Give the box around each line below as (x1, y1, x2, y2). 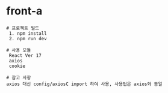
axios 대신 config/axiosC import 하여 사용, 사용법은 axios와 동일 (6, 81, 163, 87)
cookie (8, 63, 26, 69)
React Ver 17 (8, 52, 42, 58)
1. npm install (8, 30, 47, 37)
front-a (6, 4, 43, 18)
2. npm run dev (8, 35, 47, 41)
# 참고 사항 (6, 74, 31, 80)
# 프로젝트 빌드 (6, 25, 40, 31)
